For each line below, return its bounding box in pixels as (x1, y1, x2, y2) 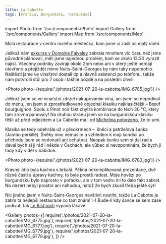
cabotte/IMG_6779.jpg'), (5, 228, 55, 234)
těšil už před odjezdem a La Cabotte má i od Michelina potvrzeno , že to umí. (5, 117, 161, 122)
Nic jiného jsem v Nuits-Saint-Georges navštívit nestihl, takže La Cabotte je (5, 192, 159, 198)
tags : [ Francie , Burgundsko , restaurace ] (5, 12, 92, 17)
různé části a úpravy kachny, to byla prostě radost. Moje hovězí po (5, 172, 141, 178)
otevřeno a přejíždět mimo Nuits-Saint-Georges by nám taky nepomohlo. (5, 65, 154, 72)
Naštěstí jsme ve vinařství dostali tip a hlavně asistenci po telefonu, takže (5, 71, 155, 77)
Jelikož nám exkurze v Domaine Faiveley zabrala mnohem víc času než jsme (5, 50, 162, 56)
